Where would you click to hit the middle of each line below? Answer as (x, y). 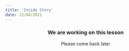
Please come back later (86, 43)
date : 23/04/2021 (24, 15)
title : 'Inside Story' (29, 10)
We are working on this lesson (86, 33)
